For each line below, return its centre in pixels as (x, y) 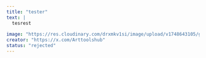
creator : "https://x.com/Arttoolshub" (56, 40)
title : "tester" (27, 12)
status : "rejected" (31, 46)
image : (15, 34)
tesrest (22, 23)
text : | (16, 18)
